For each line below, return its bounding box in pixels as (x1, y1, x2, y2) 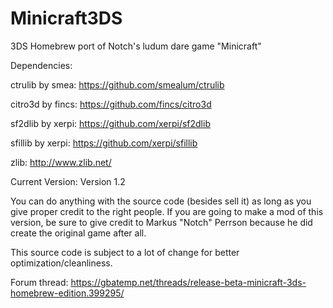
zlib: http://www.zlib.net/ (10, 156, 112, 168)
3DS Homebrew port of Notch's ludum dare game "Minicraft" (10, 40, 262, 52)
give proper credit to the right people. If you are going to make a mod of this (10, 205, 324, 217)
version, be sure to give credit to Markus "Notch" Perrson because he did (10, 216, 313, 228)
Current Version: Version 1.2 (10, 175, 126, 187)
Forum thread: (10, 276, 69, 288)
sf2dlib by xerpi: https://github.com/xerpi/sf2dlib (10, 117, 211, 129)
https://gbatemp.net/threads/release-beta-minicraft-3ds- (70, 276, 307, 288)
